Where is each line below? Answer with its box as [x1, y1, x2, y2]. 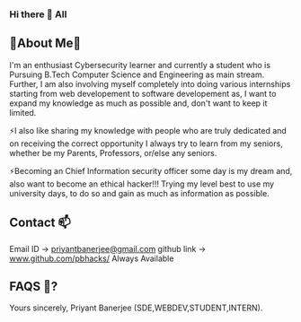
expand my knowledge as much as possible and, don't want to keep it [9, 98, 268, 109]
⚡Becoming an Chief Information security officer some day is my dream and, [9, 165, 293, 176]
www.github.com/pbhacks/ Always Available [9, 253, 174, 264]
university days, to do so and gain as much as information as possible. [9, 187, 270, 198]
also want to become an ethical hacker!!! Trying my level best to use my [9, 178, 275, 189]
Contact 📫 [9, 215, 72, 231]
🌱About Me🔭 [9, 36, 82, 51]
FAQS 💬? [9, 278, 58, 294]
